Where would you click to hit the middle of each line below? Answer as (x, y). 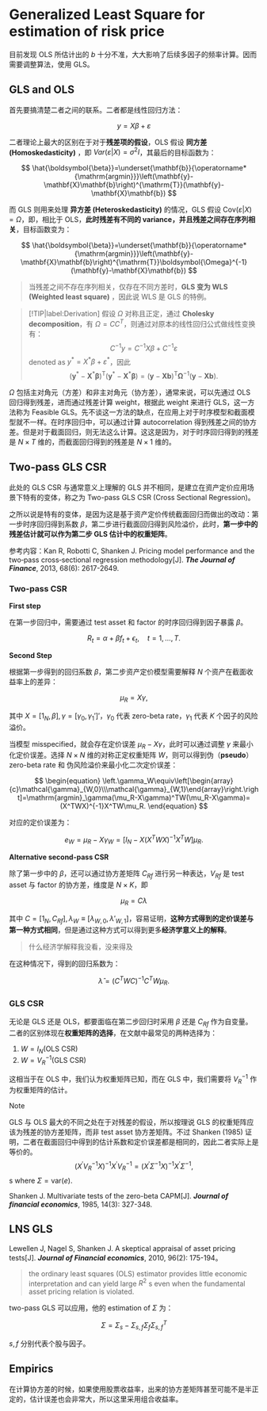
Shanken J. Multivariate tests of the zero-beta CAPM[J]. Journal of (119, 1195)
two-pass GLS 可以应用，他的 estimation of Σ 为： (91, 1308)
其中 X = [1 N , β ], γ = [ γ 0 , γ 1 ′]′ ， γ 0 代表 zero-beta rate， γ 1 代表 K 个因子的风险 (133, 717)
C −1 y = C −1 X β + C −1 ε (144, 348)
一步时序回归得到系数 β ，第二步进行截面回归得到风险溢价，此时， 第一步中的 (133, 524)
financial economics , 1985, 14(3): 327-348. (81, 1204)
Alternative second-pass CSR (59, 857)
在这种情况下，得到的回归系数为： (65, 964)
